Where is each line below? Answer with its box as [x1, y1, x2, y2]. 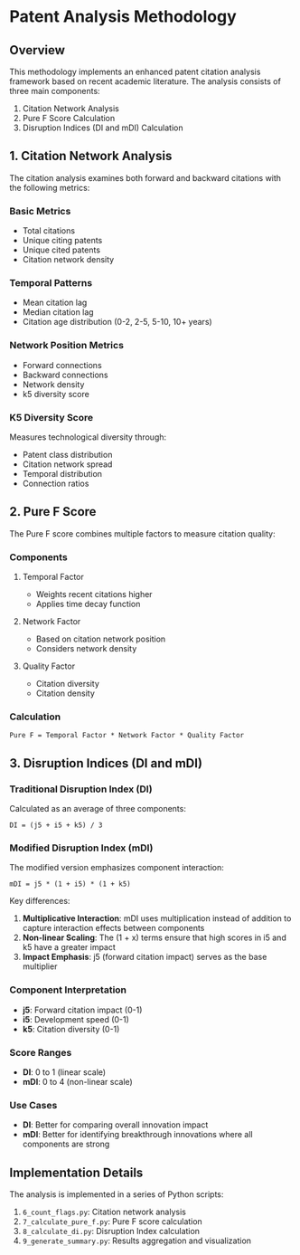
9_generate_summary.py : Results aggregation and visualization [22, 1235, 251, 1246]
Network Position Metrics [9, 339, 125, 352]
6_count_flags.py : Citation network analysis [22, 1206, 187, 1218]
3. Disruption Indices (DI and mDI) [9, 756, 203, 771]
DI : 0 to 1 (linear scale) [22, 1066, 107, 1078]
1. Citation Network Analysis [9, 148, 173, 164]
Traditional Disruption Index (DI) [9, 783, 153, 795]
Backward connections [22, 369, 108, 380]
